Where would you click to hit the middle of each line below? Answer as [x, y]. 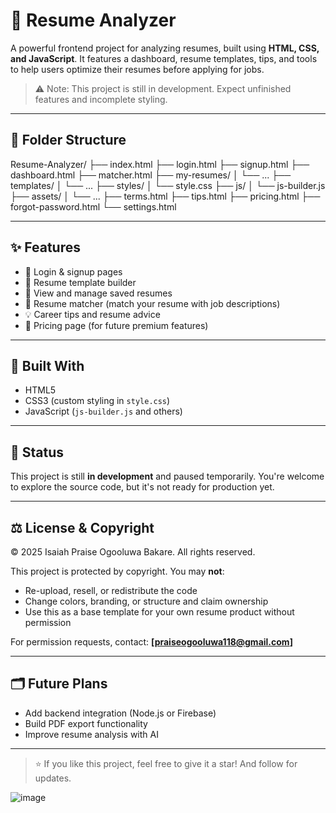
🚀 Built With [47, 365]
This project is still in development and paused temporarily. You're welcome [167, 476]
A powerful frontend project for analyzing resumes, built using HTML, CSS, [165, 48]
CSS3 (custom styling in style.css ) [97, 401]
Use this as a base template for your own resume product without [159, 612]
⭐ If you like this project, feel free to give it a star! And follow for [166, 763]
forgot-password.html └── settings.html [93, 206]
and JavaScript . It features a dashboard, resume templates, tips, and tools [164, 58]
